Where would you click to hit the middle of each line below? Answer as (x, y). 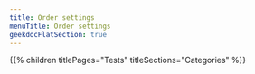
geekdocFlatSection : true (58, 34)
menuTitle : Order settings (60, 26)
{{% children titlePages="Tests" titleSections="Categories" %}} (128, 60)
